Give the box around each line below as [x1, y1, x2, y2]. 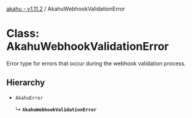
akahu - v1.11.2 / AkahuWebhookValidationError [6, 6, 126, 12]
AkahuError [15, 95, 44, 101]
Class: [6, 27, 40, 40]
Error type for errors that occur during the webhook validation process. [6, 59, 186, 67]
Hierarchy [6, 78, 45, 88]
